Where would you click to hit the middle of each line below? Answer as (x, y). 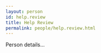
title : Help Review (30, 22)
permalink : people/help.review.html (50, 28)
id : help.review (25, 17)
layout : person (24, 11)
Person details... (25, 45)
